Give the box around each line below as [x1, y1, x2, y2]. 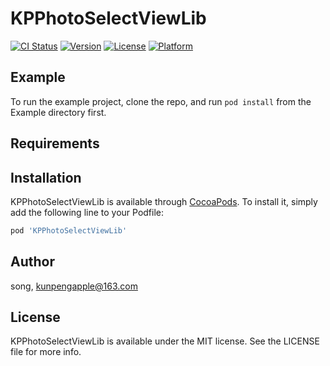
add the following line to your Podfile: [10, 206, 165, 218]
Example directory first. [10, 106, 107, 118]
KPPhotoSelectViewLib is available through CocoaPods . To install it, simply [10, 195, 318, 207]
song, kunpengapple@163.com [10, 280, 138, 292]
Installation [10, 169, 82, 186]
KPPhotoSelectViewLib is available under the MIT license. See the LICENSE [10, 335, 320, 347]
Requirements [10, 135, 100, 152]
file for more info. [10, 346, 82, 358]
